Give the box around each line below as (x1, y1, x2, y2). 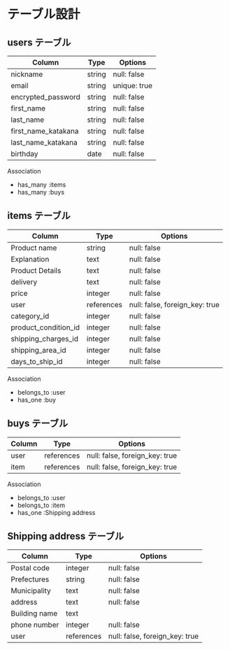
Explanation (10, 254, 50, 264)
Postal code (10, 563, 50, 573)
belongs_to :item (17, 501, 66, 509)
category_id (10, 311, 50, 320)
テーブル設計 (7, 6, 80, 22)
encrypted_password (10, 92, 80, 101)
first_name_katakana (10, 127, 79, 136)
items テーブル (7, 210, 71, 222)
